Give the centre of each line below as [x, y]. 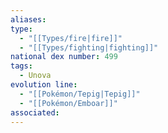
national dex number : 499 [64, 57]
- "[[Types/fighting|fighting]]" [89, 47]
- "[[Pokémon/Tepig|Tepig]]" [80, 94]
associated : [35, 112]
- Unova [35, 76]
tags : [21, 66]
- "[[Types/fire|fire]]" [71, 38]
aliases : [28, 19]
